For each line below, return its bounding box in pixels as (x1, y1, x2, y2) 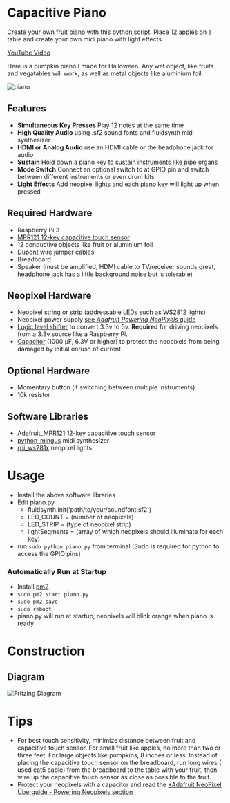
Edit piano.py (17, 498, 55, 506)
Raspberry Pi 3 (17, 225, 60, 234)
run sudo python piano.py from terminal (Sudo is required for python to (17, 542, 220, 551)
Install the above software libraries (17, 490, 116, 499)
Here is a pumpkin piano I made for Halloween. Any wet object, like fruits (7, 62, 214, 70)
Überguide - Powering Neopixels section (17, 788, 133, 796)
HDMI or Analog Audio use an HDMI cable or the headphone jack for (17, 143, 214, 151)
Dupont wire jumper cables (17, 248, 95, 256)
